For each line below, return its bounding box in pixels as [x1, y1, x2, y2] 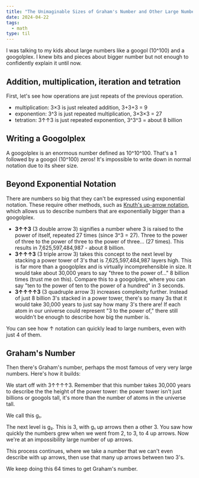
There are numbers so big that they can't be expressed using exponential [6, 195, 185, 202]
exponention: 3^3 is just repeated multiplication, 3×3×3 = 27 [14, 110, 162, 117]
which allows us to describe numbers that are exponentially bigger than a [6, 207, 185, 214]
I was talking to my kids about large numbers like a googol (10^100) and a [6, 47, 185, 54]
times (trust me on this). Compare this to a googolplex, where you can [14, 275, 185, 283]
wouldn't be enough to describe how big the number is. [14, 313, 150, 320]
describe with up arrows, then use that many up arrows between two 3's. [6, 454, 185, 461]
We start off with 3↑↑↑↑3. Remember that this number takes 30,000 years [6, 381, 191, 389]
